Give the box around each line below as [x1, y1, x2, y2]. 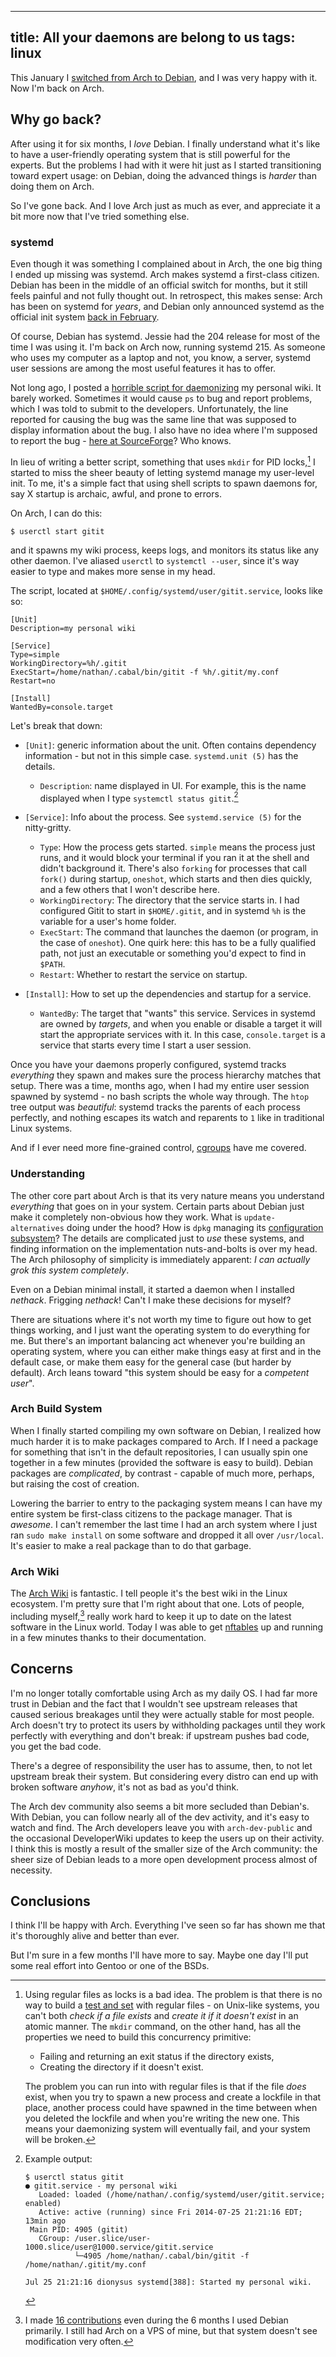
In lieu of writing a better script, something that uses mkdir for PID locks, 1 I [10, 454, 316, 468]
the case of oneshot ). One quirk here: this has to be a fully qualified [39, 937, 317, 949]
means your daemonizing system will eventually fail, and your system [24, 2123, 311, 2135]
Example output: [24, 2153, 93, 2165]
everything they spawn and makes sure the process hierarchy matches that [10, 1069, 322, 1081]
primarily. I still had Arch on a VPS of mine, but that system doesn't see [24, 2325, 318, 2337]
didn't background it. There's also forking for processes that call [39, 862, 307, 875]
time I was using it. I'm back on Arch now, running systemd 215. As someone [10, 341, 326, 353]
